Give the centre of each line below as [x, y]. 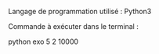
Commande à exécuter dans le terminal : [73, 26]
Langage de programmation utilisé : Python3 [80, 11]
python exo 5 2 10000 [43, 41]
